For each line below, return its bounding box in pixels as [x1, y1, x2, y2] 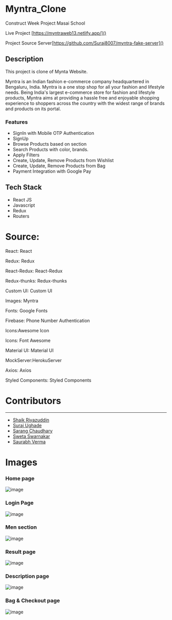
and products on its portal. [5, 106, 61, 112]
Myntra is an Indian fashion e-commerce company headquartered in [5, 78, 149, 85]
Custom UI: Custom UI [5, 288, 53, 294]
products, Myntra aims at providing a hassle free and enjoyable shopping [5, 94, 160, 101]
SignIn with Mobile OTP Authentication [12, 130, 95, 136]
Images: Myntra [5, 297, 38, 304]
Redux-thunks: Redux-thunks [5, 277, 68, 284]
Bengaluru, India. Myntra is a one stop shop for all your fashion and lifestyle [5, 84, 165, 90]
